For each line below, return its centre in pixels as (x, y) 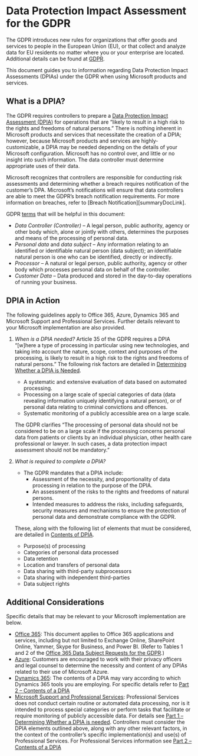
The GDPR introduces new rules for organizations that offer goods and (92, 40)
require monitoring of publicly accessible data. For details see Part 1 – (99, 716)
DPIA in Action (33, 301)
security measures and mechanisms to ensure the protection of (109, 511)
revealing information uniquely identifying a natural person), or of (103, 400)
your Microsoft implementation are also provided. (66, 327)
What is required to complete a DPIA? (60, 461)
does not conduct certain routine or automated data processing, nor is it (102, 703)
